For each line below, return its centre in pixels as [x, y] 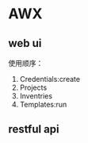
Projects [33, 87]
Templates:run [43, 104]
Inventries [36, 96]
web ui [25, 43]
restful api [34, 129]
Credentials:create [50, 79]
